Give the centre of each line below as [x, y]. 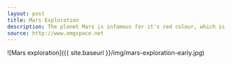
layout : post [26, 14]
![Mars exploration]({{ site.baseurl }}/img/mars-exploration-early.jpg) [106, 53]
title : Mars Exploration [43, 20]
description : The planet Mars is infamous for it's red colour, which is [116, 26]
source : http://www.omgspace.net [56, 33]
